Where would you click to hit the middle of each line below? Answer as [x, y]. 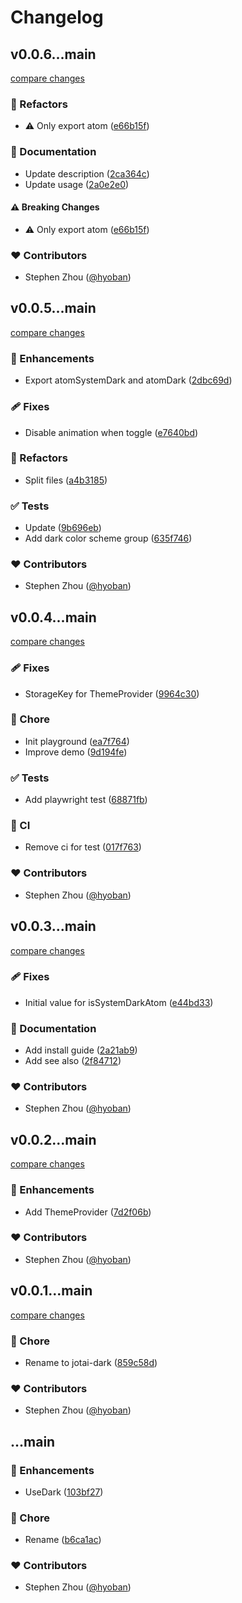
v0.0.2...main [53, 1139]
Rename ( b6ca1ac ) [63, 1540]
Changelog [57, 17]
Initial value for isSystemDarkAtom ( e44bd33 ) [119, 1002]
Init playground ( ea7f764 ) [77, 741]
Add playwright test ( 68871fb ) [86, 800]
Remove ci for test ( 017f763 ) [83, 847]
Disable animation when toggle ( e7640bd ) [111, 432]
